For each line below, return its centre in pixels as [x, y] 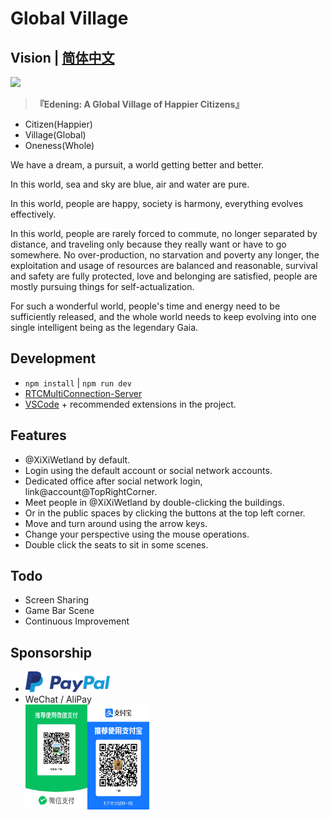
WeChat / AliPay [58, 699]
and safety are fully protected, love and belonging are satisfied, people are [164, 276]
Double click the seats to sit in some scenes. [116, 544]
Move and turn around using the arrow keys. [116, 523]
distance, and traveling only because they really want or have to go [148, 244]
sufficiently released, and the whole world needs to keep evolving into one [163, 316]
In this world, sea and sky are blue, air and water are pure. [130, 184]
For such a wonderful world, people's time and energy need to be [145, 306]
